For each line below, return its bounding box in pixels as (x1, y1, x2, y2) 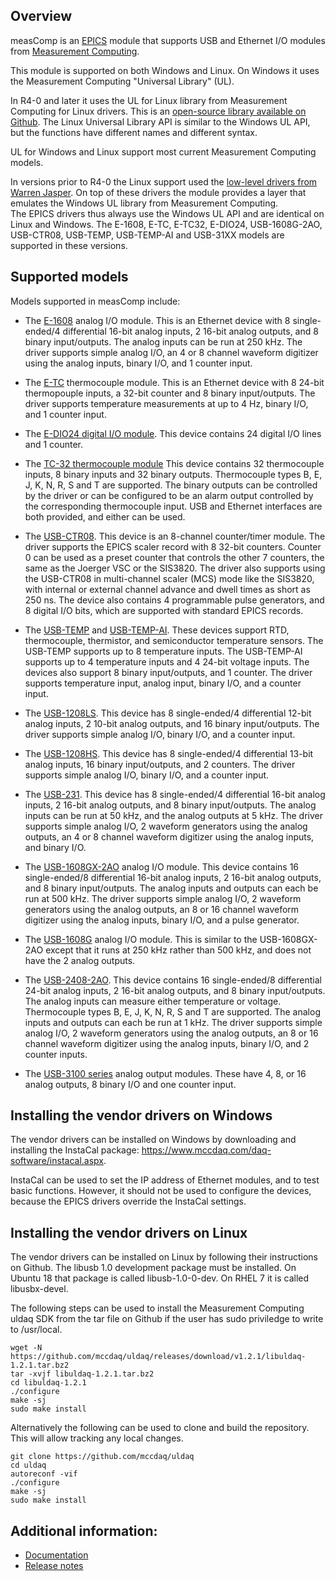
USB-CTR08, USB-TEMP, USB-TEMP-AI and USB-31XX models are (10, 229, 285, 241)
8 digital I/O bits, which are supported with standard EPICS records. (24, 604, 304, 616)
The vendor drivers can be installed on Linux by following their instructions (10, 1251, 318, 1263)
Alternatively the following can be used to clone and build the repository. (10, 1422, 310, 1434)
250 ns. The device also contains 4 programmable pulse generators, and (24, 594, 325, 606)
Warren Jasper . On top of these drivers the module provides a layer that (10, 186, 307, 198)
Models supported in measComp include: (10, 295, 181, 307)
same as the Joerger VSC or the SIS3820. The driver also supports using (24, 562, 326, 574)
